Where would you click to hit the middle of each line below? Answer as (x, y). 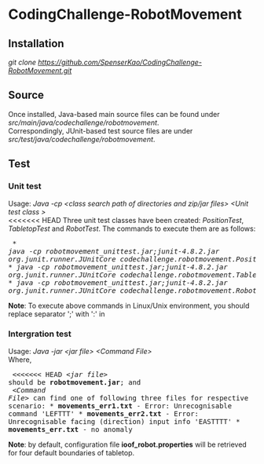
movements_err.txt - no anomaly (70, 429)
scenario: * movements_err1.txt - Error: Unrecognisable (120, 406)
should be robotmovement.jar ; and (75, 382)
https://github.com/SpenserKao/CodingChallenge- (120, 62)
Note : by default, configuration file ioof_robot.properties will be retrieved (128, 444)
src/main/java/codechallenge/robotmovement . (84, 122)
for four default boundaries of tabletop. (71, 452)
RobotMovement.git (40, 71)
